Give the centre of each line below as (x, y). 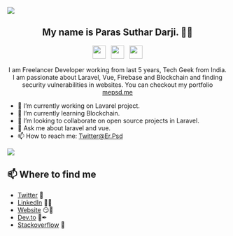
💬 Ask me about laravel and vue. (64, 128)
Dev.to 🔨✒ (32, 217)
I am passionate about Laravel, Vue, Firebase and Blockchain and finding (118, 77)
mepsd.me (118, 92)
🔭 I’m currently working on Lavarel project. (78, 106)
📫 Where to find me (52, 175)
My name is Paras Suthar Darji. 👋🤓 (118, 33)
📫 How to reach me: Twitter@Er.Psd (70, 136)
